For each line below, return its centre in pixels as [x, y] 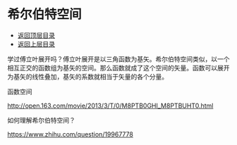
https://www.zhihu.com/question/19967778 [71, 134]
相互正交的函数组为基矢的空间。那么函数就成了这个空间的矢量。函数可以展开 [119, 68]
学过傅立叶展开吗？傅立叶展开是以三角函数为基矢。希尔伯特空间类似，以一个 [119, 59]
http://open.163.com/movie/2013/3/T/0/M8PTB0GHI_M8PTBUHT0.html [110, 106]
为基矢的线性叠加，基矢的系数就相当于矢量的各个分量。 [87, 76]
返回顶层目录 [36, 35]
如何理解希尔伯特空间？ [41, 120]
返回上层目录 [36, 44]
